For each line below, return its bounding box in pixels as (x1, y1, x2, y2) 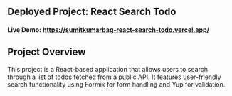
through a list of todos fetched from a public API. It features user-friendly (7, 73, 222, 81)
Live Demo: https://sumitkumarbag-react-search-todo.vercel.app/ (7, 25, 210, 34)
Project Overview (7, 46, 86, 58)
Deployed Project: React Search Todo (7, 6, 176, 18)
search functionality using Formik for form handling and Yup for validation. (7, 80, 226, 88)
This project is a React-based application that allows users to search (7, 65, 209, 73)
